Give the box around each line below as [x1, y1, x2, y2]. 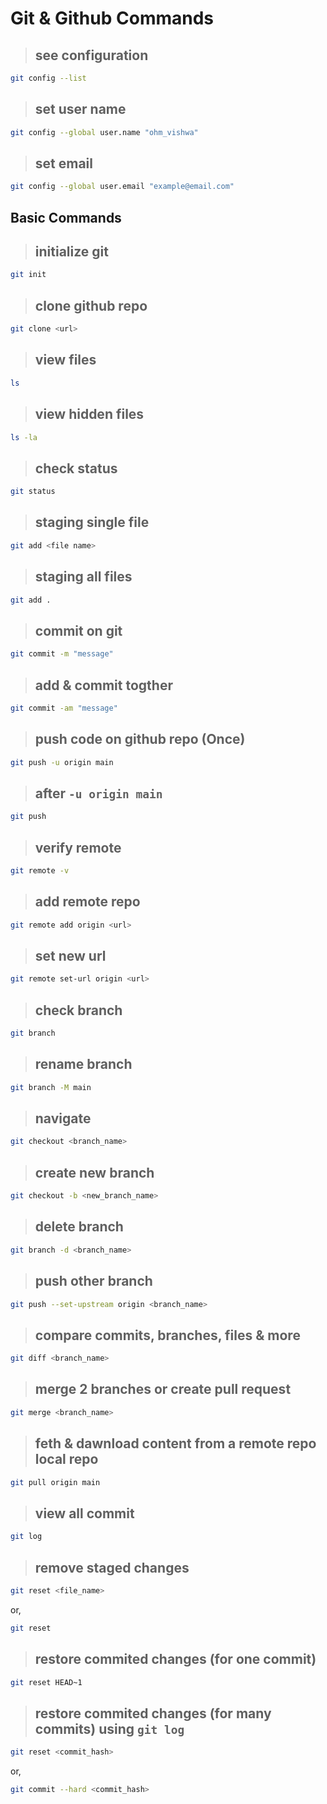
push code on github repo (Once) [34, 731, 246, 748]
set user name [34, 101, 127, 118]
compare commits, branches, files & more [34, 1327, 301, 1344]
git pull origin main [10, 1477, 101, 1487]
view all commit [34, 1505, 135, 1522]
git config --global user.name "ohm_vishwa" [10, 127, 199, 137]
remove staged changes [34, 1559, 190, 1576]
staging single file [34, 514, 150, 531]
